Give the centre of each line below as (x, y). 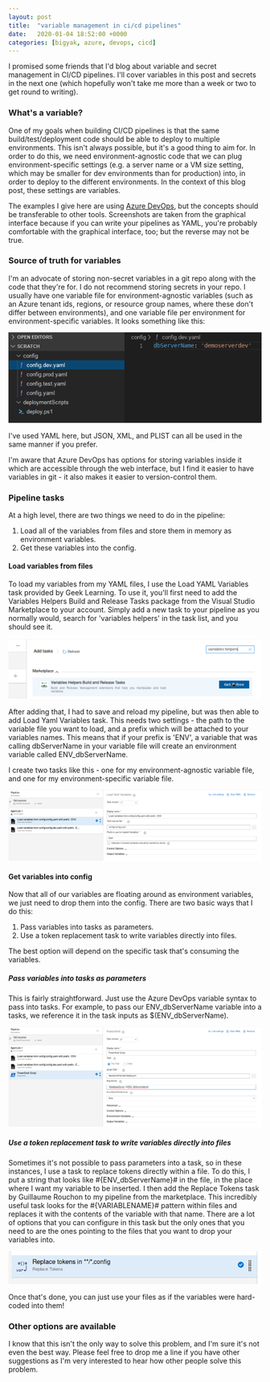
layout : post (30, 17)
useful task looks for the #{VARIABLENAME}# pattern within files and (123, 1206)
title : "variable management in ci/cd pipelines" (95, 25)
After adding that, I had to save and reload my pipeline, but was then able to (134, 711)
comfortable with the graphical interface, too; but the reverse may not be (129, 231)
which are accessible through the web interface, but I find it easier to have (131, 468)
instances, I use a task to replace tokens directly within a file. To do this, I (129, 1171)
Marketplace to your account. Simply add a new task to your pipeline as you (134, 610)
